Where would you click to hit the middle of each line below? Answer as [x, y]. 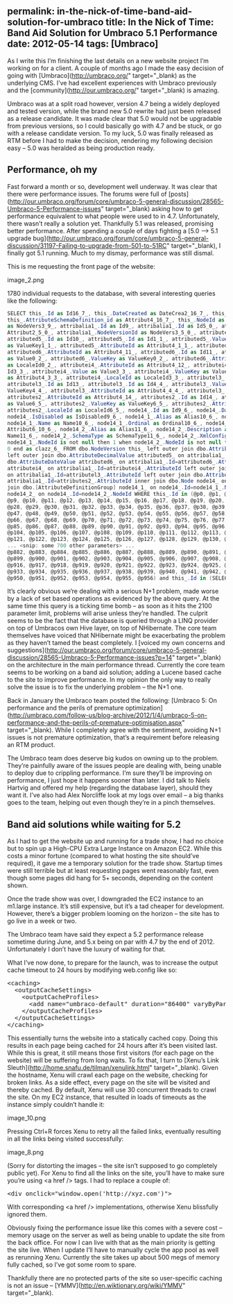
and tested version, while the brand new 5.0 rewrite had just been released [114, 111]
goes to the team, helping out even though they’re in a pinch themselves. [111, 803]
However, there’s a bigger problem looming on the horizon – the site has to [113, 914]
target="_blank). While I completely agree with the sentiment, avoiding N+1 [114, 730]
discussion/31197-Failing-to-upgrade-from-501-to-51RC [87, 245]
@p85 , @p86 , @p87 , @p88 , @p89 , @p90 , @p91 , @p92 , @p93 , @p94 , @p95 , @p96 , [118, 526]
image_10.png [27, 1118]
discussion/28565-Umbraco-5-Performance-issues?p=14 [90, 658]
